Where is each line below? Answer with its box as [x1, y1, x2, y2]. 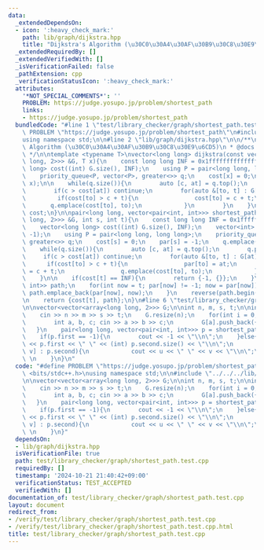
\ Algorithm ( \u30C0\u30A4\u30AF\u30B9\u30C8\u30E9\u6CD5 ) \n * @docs [22, 143, 255, 151]
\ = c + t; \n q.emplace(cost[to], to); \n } [22, 267, 258, 275]
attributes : [15, 84, 55, 93]
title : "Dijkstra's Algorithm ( [22, 41, 128, 49]
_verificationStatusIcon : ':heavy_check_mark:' [15, 77, 174, 85]
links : [22, 107, 44, 115]
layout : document [8, 500, 65, 509]
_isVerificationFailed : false [15, 63, 114, 71]
